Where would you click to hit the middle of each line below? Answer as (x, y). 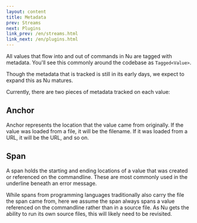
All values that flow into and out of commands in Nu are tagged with (89, 56)
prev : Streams (24, 23)
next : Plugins (24, 28)
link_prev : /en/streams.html (42, 34)
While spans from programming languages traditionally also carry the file (95, 194)
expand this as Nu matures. (39, 80)
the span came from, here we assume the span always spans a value (90, 201)
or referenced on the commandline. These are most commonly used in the (97, 177)
